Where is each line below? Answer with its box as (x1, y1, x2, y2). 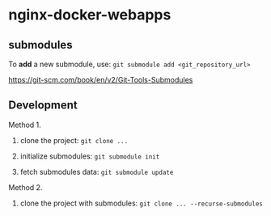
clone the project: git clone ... (19, 135, 129, 145)
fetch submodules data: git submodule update (19, 167, 174, 176)
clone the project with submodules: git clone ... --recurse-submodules (19, 198, 263, 208)
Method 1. (8, 120, 42, 129)
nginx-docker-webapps (8, 6, 171, 24)
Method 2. (8, 182, 43, 192)
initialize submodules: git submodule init (19, 151, 160, 161)
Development (8, 99, 78, 112)
